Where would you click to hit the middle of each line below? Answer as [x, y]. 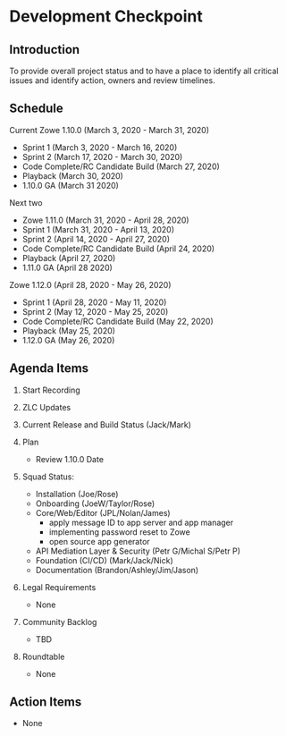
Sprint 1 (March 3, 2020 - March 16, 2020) [100, 147]
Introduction [45, 50]
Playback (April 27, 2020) [69, 258]
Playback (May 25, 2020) [69, 330]
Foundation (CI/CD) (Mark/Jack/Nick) [105, 560]
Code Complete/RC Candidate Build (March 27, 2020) [121, 166]
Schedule [37, 109]
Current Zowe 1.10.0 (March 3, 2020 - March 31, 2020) [109, 130]
